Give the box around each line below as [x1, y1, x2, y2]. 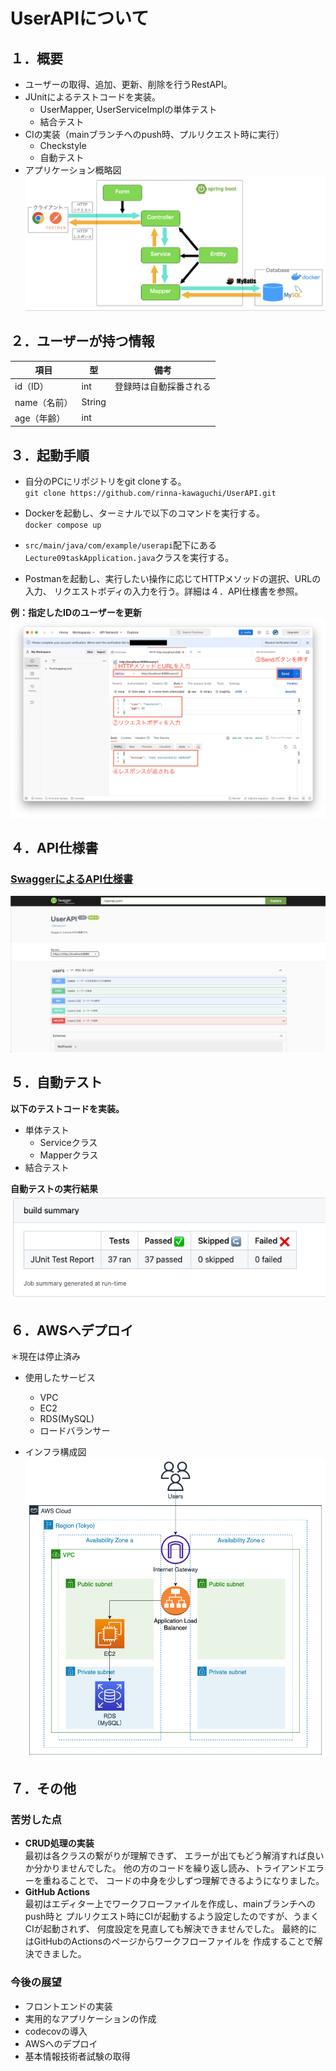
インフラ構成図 [24, 1446, 87, 1458]
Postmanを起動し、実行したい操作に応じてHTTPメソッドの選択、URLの [24, 573, 322, 585]
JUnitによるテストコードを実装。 [24, 91, 162, 103]
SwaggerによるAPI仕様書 [10, 872, 134, 886]
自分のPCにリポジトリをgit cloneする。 [24, 475, 187, 488]
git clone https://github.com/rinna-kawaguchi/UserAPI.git [24, 489, 277, 499]
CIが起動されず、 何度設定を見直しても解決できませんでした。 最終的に [24, 1923, 318, 1935]
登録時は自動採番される [114, 380, 212, 393]
